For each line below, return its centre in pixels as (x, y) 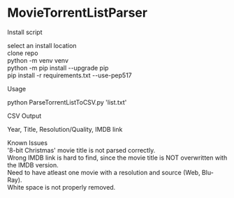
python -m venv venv (38, 60)
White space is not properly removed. (61, 187)
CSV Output (24, 116)
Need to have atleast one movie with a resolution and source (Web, (104, 172)
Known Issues (27, 143)
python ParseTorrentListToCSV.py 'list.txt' (67, 102)
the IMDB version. (33, 165)
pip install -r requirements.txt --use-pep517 (70, 75)
